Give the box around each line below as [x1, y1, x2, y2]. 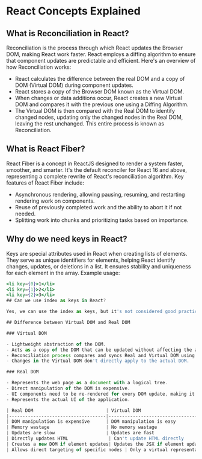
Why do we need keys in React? [6, 234, 127, 244]
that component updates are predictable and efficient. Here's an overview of [6, 57, 196, 64]
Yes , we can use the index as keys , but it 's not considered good [6, 309, 176, 315]
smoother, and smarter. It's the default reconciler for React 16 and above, [6, 166, 188, 173]
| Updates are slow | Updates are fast [6, 430, 155, 436]
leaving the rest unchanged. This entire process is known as [14, 120, 164, 127]
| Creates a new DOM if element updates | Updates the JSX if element [6, 441, 185, 447]
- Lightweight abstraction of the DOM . [6, 341, 106, 347]
